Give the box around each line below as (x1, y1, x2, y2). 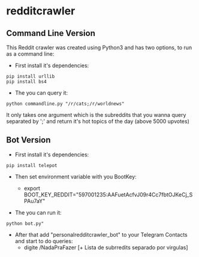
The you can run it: (14, 208, 62, 216)
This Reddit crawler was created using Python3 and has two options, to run (6, 44, 192, 51)
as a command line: (6, 50, 55, 58)
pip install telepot (6, 162, 58, 168)
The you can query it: (14, 89, 68, 96)
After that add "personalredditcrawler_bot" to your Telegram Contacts (14, 231, 188, 238)
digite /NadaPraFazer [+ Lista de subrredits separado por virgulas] (23, 244, 188, 251)
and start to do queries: (14, 237, 73, 244)
